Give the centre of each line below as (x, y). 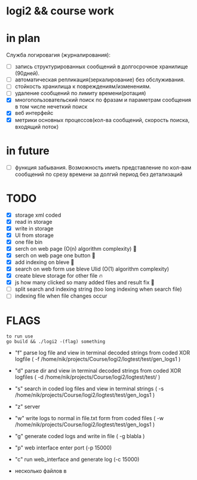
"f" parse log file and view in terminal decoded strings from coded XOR (102, 353)
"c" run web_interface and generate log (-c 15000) (77, 460)
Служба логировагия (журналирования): (58, 55)
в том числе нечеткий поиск (51, 107)
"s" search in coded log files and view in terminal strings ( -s (89, 389)
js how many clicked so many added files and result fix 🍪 (84, 282)
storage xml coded (38, 215)
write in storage (34, 228)
